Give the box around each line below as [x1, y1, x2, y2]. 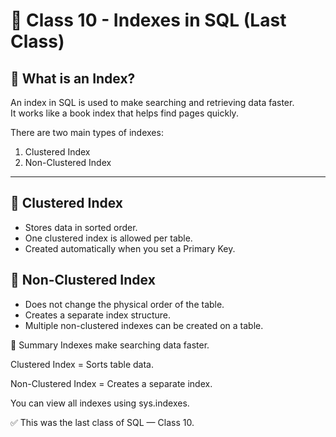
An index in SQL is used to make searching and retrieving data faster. [10, 97, 295, 108]
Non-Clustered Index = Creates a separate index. [10, 377, 213, 389]
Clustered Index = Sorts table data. [10, 358, 155, 370]
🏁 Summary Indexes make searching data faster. [10, 339, 210, 351]
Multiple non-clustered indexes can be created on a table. [24, 319, 264, 331]
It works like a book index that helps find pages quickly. [10, 107, 239, 119]
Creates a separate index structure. [24, 309, 172, 321]
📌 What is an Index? [10, 70, 136, 87]
